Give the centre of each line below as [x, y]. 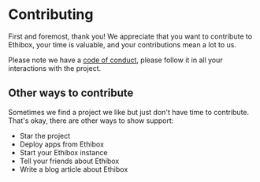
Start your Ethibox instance [63, 152]
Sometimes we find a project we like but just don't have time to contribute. [129, 112]
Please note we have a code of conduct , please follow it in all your [115, 60]
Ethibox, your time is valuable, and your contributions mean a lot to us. [122, 44]
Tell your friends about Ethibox [69, 161]
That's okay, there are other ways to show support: [91, 121]
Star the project [45, 136]
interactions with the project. [55, 68]
